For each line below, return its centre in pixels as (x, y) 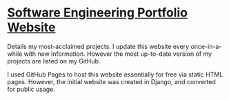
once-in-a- (206, 46)
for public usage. (31, 89)
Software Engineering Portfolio (98, 13)
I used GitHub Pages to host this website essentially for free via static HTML (115, 74)
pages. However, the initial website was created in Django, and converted (111, 81)
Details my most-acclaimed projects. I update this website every (98, 46)
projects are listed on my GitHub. (54, 61)
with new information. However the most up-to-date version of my (118, 54)
